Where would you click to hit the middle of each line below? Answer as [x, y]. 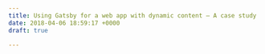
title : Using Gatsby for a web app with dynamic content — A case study [132, 15]
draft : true [28, 30]
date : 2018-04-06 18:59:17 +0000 [64, 23]
